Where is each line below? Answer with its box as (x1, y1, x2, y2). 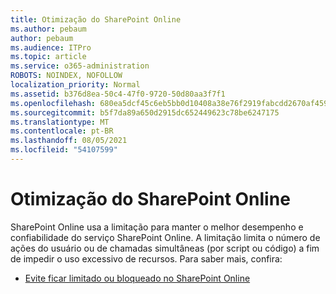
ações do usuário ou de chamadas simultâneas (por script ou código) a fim (10, 242, 320, 254)
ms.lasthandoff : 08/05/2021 (10, 136, 128, 146)
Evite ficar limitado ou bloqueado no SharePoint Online (24, 272, 251, 284)
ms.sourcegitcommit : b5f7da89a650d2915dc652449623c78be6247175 (10, 107, 280, 118)
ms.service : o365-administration (10, 61, 150, 71)
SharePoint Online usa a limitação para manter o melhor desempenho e (10, 221, 304, 233)
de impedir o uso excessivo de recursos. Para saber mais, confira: (10, 252, 283, 265)
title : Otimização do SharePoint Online (10, 14, 182, 25)
